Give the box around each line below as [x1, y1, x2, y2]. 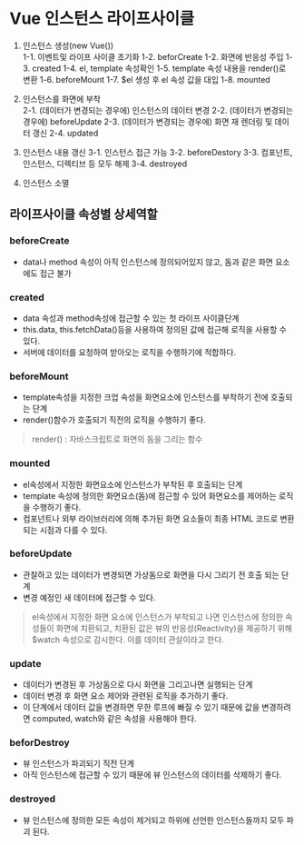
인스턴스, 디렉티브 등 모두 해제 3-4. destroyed [22, 158, 188, 169]
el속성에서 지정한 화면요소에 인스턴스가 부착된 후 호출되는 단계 [22, 479, 243, 490]
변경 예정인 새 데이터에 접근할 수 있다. [22, 591, 156, 602]
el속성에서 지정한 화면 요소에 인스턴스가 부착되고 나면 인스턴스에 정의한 [31, 611, 284, 622]
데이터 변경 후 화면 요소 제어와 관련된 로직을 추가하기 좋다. [22, 691, 229, 701]
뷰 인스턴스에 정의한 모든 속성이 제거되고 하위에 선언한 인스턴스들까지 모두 [22, 814, 285, 825]
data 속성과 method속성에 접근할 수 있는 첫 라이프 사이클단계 [22, 313, 240, 323]
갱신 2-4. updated [32, 127, 99, 138]
